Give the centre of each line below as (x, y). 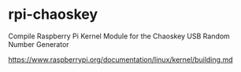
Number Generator (39, 44)
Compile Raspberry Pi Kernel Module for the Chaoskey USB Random (119, 36)
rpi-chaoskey (53, 14)
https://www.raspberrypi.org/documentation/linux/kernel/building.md (120, 59)
